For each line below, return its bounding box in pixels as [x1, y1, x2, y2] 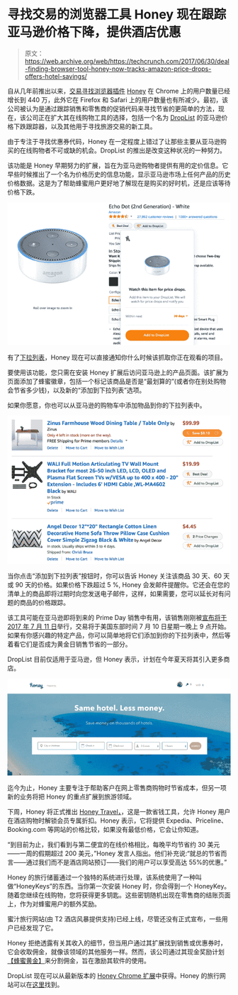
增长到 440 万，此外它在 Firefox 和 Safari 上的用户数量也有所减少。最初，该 [7, 95, 229, 104]
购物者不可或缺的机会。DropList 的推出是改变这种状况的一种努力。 [31, 146, 227, 155]
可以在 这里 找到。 [13, 980, 64, 989]
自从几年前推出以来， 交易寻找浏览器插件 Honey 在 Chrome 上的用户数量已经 [7, 87, 230, 95]
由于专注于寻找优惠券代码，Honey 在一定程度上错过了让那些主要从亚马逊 [7, 137, 221, 145]
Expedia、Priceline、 [166, 816, 228, 825]
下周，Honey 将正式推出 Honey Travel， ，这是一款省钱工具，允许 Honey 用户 [7, 808, 231, 816]
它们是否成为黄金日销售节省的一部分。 [19, 640, 132, 648]
